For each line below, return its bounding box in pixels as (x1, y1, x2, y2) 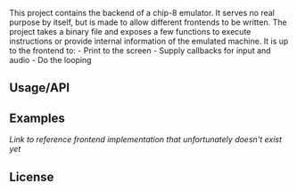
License (9, 169, 54, 185)
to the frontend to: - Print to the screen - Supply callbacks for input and (9, 45, 271, 56)
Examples (9, 110, 65, 125)
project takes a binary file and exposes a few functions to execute (9, 27, 252, 36)
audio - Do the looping (9, 55, 92, 65)
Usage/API (9, 80, 70, 96)
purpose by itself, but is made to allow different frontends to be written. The (9, 17, 287, 28)
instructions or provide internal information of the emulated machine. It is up (9, 36, 289, 46)
